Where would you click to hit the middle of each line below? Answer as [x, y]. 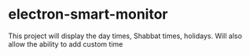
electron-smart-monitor [88, 14]
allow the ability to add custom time [66, 44]
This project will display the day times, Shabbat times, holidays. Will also [125, 36]
